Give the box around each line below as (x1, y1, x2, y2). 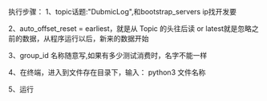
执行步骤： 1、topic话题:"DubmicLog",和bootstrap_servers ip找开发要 (8, 7, 237, 16)
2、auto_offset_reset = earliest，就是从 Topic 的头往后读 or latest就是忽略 (8, 24, 253, 33)
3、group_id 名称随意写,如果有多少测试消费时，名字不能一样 (8, 51, 208, 60)
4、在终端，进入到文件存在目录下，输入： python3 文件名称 (8, 68, 206, 77)
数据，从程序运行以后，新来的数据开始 (22, 34, 149, 43)
